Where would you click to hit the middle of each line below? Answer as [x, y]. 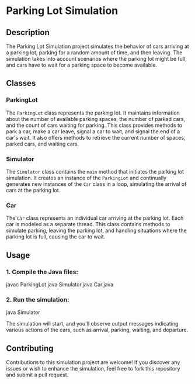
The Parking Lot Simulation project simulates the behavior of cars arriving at [97, 46]
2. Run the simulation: [38, 299]
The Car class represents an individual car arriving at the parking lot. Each [95, 218]
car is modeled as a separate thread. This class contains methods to [88, 224]
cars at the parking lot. [33, 190]
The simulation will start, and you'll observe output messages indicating [92, 324]
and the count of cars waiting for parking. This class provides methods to [94, 125]
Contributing [30, 348]
